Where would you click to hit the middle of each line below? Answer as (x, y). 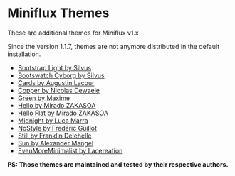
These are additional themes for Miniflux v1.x (73, 33)
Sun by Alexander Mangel (56, 143)
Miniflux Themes (58, 13)
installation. (24, 54)
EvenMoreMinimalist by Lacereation (70, 150)
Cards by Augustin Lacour (56, 82)
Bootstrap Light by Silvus (54, 67)
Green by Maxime (43, 98)
